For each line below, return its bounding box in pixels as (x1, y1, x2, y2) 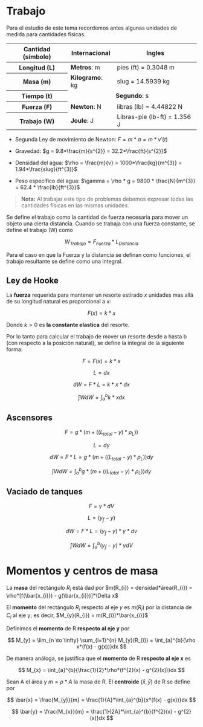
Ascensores (6, 412, 53, 422)
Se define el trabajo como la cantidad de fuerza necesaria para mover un (6, 213, 188, 221)
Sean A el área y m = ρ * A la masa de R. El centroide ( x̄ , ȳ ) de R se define (6, 678, 190, 685)
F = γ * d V (88, 503, 115, 510)
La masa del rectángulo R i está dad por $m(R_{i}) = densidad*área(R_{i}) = (6, 584, 193, 593)
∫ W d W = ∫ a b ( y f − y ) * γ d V (70, 540, 133, 551)
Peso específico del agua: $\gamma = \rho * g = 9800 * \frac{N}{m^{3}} (14, 177, 196, 185)
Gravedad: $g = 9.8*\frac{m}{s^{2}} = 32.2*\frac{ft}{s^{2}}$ (14, 147, 167, 155)
